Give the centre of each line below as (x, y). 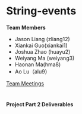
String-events (41, 11)
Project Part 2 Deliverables (40, 104)
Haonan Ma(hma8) (38, 64)
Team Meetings (25, 83)
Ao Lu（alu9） (32, 71)
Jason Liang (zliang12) (42, 39)
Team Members (26, 27)
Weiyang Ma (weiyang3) (45, 58)
